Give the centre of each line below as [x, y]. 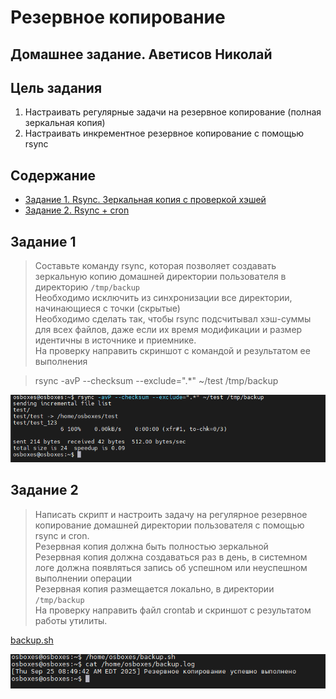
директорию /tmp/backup [87, 287]
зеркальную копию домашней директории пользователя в [160, 277]
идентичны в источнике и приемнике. [115, 340]
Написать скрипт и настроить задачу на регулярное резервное [171, 514]
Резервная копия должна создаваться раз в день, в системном [171, 557]
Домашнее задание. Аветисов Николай [141, 54]
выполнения [61, 362]
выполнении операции [83, 578]
